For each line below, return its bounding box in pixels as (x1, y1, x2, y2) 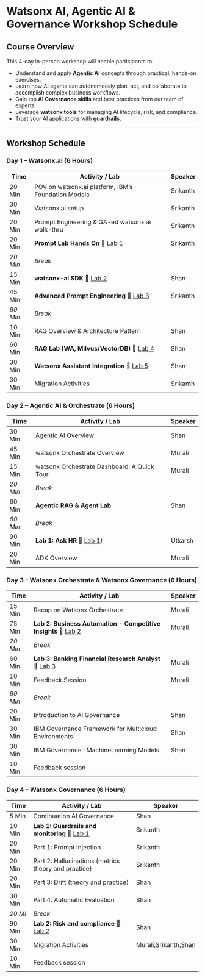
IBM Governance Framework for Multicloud (33, 724, 157, 733)
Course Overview (6, 41, 74, 52)
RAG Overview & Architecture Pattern (34, 326, 142, 335)
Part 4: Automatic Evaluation (33, 895, 115, 904)
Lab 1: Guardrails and (33, 821, 97, 830)
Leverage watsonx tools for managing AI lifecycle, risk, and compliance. (15, 109, 198, 115)
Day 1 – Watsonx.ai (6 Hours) (6, 157, 93, 165)
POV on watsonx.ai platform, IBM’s (34, 182, 133, 191)
